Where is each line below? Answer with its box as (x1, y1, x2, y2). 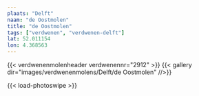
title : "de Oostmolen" (7, 23, 72, 29)
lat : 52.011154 (7, 36, 51, 43)
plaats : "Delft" (7, 10, 54, 17)
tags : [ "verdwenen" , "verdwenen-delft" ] (7, 29, 125, 36)
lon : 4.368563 (7, 42, 48, 49)
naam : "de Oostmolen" (7, 16, 70, 23)
